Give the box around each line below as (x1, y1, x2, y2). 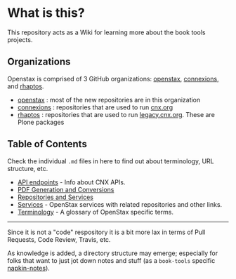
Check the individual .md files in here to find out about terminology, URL (7, 156, 214, 165)
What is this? (7, 5, 86, 21)
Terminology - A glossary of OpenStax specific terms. (17, 207, 174, 216)
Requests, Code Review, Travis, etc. (7, 235, 111, 243)
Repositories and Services (17, 193, 93, 201)
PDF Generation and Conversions (17, 185, 114, 193)
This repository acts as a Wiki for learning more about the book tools (7, 28, 206, 36)
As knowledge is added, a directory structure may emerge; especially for (7, 249, 218, 257)
